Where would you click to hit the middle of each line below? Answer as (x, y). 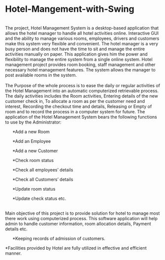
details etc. (16, 229)
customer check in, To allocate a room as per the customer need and (75, 101)
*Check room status (33, 160)
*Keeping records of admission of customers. (59, 238)
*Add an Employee (31, 141)
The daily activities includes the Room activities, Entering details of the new (82, 96)
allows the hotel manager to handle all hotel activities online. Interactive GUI (82, 33)
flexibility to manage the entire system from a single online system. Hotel (79, 59)
